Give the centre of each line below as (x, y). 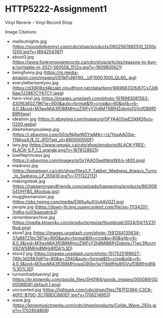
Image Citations (21, 32)
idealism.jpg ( (25, 119)
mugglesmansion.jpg (33, 196)
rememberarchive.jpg (33, 217)
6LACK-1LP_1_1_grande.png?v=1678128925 (55, 150)
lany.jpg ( (21, 145)
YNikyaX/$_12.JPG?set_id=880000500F (52, 139)
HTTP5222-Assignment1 (56, 9)
